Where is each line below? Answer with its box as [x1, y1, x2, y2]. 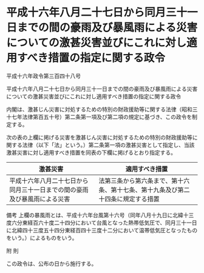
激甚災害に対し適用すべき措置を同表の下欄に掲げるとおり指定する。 [6, 149, 177, 156]
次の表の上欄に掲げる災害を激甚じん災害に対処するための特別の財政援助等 [6, 133, 192, 141]
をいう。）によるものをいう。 [6, 234, 78, 241]
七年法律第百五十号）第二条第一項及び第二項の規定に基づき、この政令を [11, 113, 192, 120]
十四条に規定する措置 [98, 195, 160, 203]
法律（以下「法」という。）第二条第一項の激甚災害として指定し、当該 [22, 141, 195, 149]
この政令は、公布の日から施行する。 [6, 260, 97, 267]
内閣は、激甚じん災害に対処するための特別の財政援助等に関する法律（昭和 [6, 106, 192, 113]
